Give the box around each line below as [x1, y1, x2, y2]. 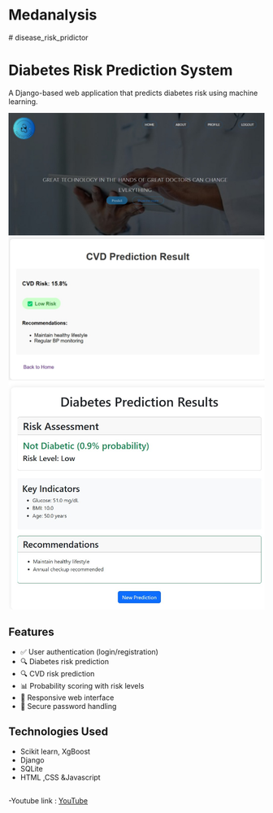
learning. [8, 96, 38, 107]
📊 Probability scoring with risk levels [19, 680, 145, 690]
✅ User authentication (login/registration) [19, 646, 158, 656]
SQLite [19, 763, 43, 773]
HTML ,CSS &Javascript [19, 772, 101, 782]
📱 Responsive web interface [19, 693, 115, 702]
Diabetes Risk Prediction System [8, 61, 233, 80]
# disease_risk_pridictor [8, 33, 89, 42]
